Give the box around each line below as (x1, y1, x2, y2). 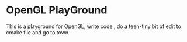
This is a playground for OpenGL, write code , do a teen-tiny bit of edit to (6, 23, 181, 30)
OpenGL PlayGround (6, 3, 108, 17)
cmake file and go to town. (6, 29, 70, 36)
